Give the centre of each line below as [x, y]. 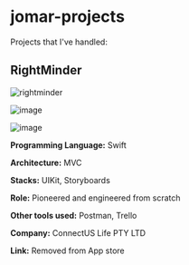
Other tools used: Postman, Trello [74, 215]
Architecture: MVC [46, 162]
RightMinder [46, 70]
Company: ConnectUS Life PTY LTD [78, 232]
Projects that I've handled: [59, 42]
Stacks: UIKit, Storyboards [61, 180]
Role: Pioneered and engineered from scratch [95, 198]
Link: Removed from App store [67, 250]
